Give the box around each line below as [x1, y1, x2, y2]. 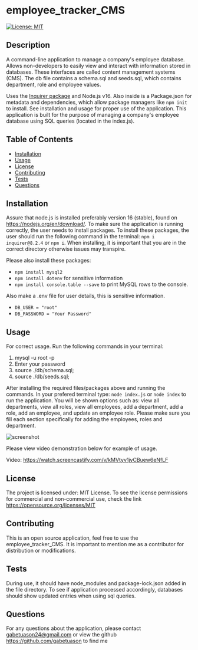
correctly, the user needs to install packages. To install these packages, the [6, 226, 190, 234]
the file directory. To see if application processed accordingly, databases [6, 586, 183, 593]
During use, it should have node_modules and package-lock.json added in [6, 579, 187, 587]
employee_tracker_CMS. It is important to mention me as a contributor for [6, 540, 184, 547]
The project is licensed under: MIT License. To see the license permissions [6, 489, 188, 496]
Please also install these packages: [6, 257, 91, 264]
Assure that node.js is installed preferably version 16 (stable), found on [6, 214, 178, 221]
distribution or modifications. [6, 547, 77, 554]
